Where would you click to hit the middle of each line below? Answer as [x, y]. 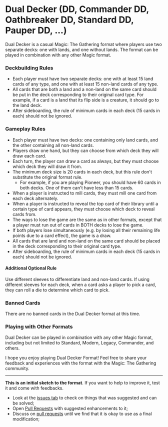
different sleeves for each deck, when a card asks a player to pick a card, [81, 284]
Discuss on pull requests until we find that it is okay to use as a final [82, 414]
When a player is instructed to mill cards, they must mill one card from [84, 193]
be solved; [23, 403]
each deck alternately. [35, 198]
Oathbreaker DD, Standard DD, [69, 20]
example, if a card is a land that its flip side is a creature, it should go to [85, 100]
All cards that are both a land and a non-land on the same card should [84, 89]
